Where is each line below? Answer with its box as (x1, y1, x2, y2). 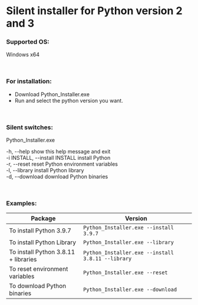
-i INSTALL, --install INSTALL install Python (6, 155, 111, 162)
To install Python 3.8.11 (9, 248, 75, 256)
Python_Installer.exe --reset (83, 270, 168, 276)
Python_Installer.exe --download (83, 286, 177, 293)
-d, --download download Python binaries (6, 173, 108, 181)
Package (31, 214, 56, 222)
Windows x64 (6, 51, 40, 58)
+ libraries (9, 255, 37, 264)
